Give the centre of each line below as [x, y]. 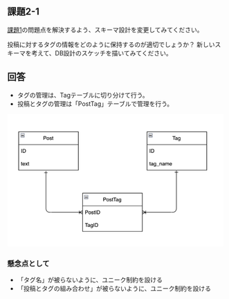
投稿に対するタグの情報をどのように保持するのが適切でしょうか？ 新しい [111, 44]
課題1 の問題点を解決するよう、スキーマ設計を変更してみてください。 [105, 30]
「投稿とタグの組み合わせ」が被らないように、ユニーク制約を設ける [114, 289]
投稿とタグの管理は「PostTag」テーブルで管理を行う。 [95, 103]
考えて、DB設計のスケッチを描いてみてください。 [102, 53]
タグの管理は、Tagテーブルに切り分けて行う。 [83, 95]
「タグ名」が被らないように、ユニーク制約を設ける [90, 280]
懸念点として [28, 263]
